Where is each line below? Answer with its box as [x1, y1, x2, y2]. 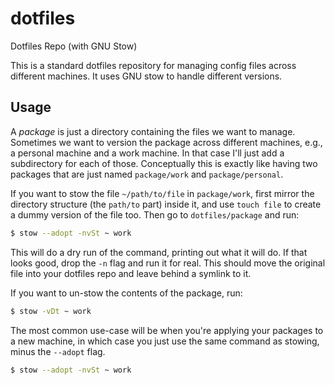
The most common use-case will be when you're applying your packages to [10, 324, 324, 336]
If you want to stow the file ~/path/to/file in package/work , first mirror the [10, 187, 315, 199]
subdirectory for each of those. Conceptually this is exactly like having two [10, 157, 318, 169]
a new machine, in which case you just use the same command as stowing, [10, 335, 320, 347]
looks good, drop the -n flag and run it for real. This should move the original [10, 257, 326, 269]
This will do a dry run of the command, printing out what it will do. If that [10, 246, 308, 258]
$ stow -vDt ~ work [10, 306, 92, 316]
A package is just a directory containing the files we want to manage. [10, 125, 296, 137]
